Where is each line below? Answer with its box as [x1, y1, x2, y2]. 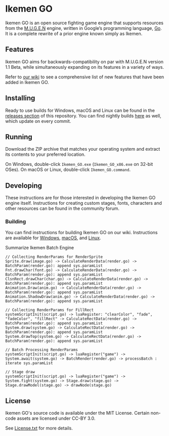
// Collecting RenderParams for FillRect [5, 308, 94, 313]
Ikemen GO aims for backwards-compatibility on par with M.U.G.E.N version [5, 59, 163, 65]
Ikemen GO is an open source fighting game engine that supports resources [5, 20, 163, 26]
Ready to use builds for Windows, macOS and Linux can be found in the [5, 107, 155, 113]
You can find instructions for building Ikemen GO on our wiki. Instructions [5, 230, 158, 236]
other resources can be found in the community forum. [5, 205, 120, 211]
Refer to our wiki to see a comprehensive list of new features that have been [5, 74, 164, 80]
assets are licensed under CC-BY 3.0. [17, 415, 96, 421]
